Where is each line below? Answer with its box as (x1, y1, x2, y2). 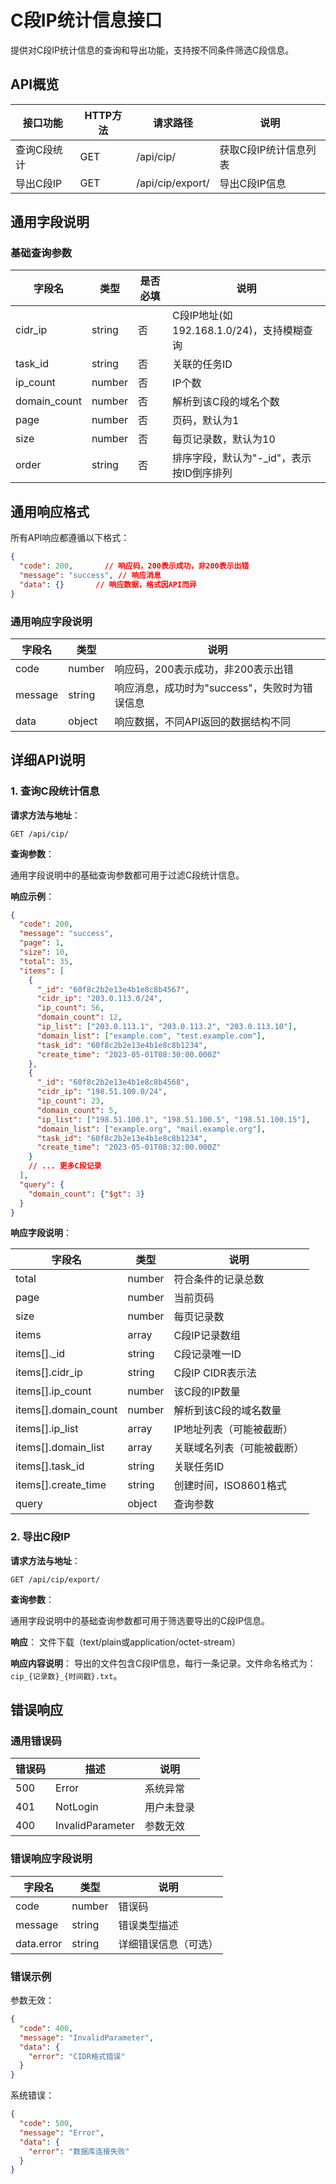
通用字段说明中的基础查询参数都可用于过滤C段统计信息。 (10, 869, 245, 881)
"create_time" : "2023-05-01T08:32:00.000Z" (36, 1142, 222, 1153)
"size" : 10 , (19, 947, 70, 958)
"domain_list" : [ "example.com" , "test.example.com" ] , (36, 1031, 267, 1041)
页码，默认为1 (172, 414, 240, 428)
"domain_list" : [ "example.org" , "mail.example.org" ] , (36, 1124, 267, 1134)
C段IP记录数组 (173, 1329, 241, 1343)
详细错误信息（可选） (118, 1937, 219, 1951)
